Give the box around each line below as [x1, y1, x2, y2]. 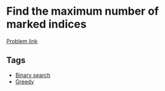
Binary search [15, 71, 51, 79]
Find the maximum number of [6, 4, 159, 18]
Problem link [6, 37, 38, 45]
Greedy [15, 78, 35, 85]
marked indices [6, 17, 87, 31]
